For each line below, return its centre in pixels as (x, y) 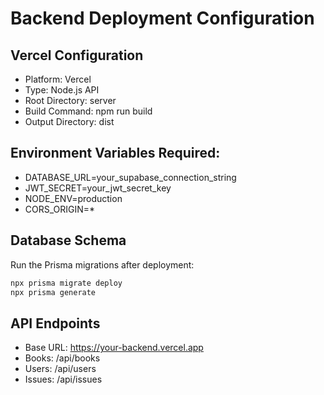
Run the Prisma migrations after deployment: (102, 264)
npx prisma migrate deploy (66, 283)
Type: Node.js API (62, 90)
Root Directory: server (70, 100)
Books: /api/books (62, 358)
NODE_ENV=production (73, 198)
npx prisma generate (53, 292)
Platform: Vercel (58, 79)
